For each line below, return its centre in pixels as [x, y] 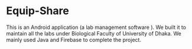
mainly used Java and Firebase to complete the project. [74, 40]
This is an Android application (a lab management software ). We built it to [96, 27]
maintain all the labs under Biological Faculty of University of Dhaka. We [94, 33]
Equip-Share [38, 11]
